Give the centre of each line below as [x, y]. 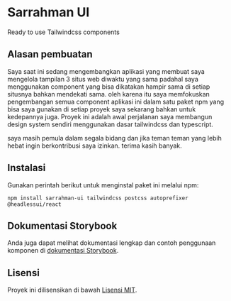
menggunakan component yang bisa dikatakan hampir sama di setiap [109, 87]
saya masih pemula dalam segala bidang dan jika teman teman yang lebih [114, 138]
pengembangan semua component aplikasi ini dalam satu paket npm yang [116, 102]
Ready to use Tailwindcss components [64, 32]
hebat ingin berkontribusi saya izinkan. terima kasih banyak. [95, 146]
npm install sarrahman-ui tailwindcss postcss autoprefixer [98, 198]
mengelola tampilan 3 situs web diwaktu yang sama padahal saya [103, 79]
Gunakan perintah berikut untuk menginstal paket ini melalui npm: [103, 185]
